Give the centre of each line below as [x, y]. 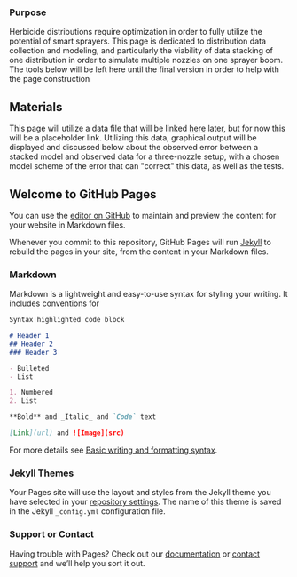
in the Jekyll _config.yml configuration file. [87, 511]
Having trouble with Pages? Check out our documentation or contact [134, 554]
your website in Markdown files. [67, 225]
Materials [36, 107]
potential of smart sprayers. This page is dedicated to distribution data [138, 41]
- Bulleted [29, 368]
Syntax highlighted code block [67, 320]
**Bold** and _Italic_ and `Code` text [83, 417]
